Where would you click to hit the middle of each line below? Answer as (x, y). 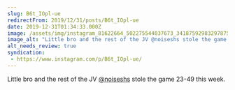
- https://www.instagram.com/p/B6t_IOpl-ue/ (76, 59)
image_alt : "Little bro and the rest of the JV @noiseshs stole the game (117, 40)
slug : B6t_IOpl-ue (34, 14)
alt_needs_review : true (42, 46)
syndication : (26, 53)
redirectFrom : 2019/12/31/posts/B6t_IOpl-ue (73, 20)
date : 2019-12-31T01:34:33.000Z (54, 27)
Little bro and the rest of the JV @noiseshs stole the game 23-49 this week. (116, 79)
